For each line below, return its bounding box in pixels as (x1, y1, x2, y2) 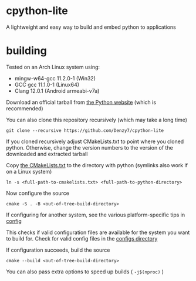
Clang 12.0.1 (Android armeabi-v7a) (14, 87, 100, 94)
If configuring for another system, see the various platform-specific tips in (6, 211, 185, 218)
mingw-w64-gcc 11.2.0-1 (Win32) (14, 75, 96, 82)
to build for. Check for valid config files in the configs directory (6, 235, 158, 242)
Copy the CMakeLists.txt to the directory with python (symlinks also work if (6, 161, 188, 168)
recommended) (6, 104, 43, 112)
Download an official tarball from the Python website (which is (6, 99, 157, 106)
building (6, 44, 47, 57)
